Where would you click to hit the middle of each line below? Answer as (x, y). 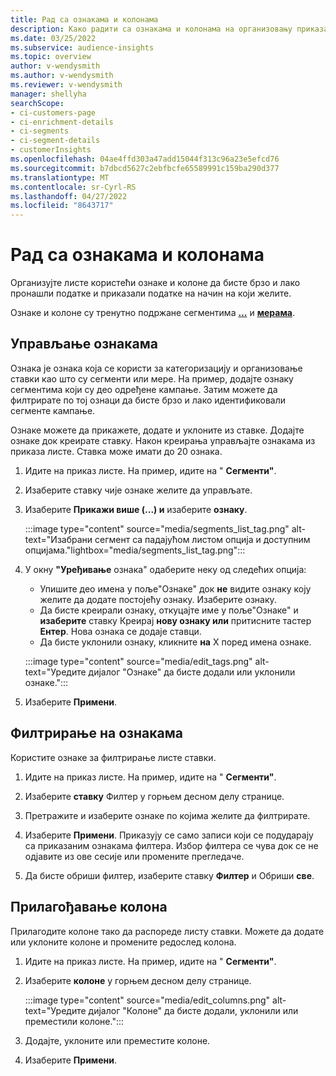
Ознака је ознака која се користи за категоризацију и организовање (156, 368)
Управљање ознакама (84, 344)
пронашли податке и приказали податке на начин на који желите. (151, 293)
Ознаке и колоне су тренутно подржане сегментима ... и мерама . (152, 313)
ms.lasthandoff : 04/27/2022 (69, 196)
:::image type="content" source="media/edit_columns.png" (147, 1000)
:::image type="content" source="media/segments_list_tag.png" (157, 528)
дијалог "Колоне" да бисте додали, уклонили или (193, 1010)
